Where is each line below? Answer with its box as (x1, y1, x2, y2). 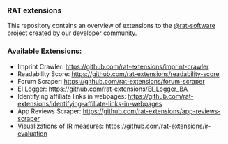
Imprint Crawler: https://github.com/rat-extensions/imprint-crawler (17, 62, 209, 71)
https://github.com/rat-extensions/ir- (105, 122, 211, 130)
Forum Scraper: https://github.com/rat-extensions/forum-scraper (17, 77, 206, 85)
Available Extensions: (7, 46, 82, 56)
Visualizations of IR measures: (17, 122, 105, 130)
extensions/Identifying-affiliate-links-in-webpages (17, 99, 162, 108)
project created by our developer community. (7, 29, 137, 37)
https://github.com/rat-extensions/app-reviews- (82, 107, 221, 115)
